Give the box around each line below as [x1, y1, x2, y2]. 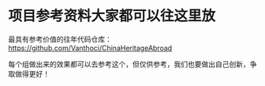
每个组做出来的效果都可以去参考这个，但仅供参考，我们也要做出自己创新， [8, 59, 250, 69]
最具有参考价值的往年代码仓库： [8, 34, 112, 44]
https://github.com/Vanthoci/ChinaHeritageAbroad [8, 43, 173, 52]
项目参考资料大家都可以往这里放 [8, 7, 216, 25]
